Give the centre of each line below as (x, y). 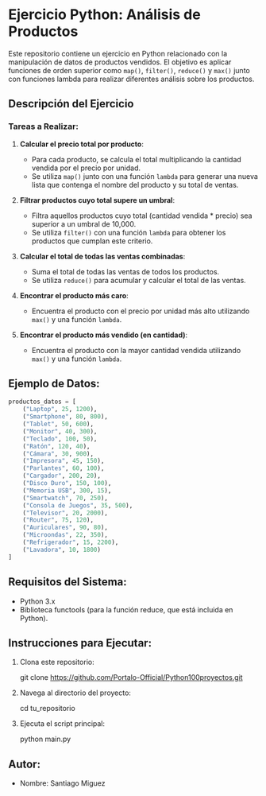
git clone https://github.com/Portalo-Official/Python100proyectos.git (131, 678)
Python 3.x (37, 601)
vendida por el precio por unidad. (86, 168)
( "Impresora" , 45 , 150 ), (64, 461)
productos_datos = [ (42, 402)
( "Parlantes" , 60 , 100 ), (64, 468)
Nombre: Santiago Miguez (62, 783)
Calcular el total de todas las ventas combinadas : (102, 256)
